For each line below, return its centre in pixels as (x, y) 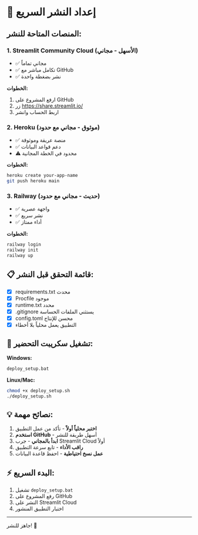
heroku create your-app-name (42, 176)
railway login (24, 245)
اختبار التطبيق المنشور (39, 509)
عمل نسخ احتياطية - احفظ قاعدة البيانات (59, 454)
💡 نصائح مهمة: (30, 414)
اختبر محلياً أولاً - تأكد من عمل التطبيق (56, 429)
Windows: (19, 357)
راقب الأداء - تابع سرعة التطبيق (49, 447)
